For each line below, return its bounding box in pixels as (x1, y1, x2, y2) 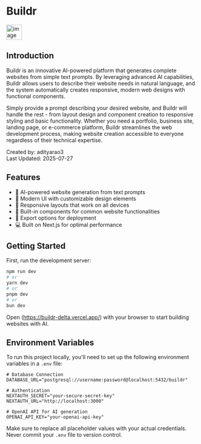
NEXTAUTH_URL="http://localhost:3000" (6, 399, 104, 405)
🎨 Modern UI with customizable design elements (15, 195, 136, 202)
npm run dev (6, 269, 36, 275)
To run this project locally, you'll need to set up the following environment (6, 354, 189, 361)
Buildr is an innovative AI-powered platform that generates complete (6, 67, 177, 74)
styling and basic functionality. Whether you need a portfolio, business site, (6, 117, 194, 124)
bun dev (6, 302, 26, 309)
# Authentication (6, 388, 50, 394)
